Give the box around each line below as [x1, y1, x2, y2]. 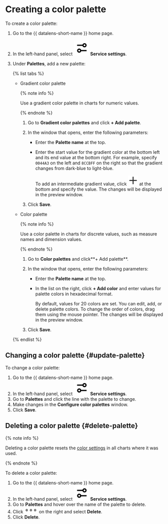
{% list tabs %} [12, 70, 45, 77]
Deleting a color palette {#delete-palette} [5, 422, 138, 430]
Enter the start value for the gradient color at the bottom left [35, 149, 160, 155]
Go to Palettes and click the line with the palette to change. [12, 396, 137, 402]
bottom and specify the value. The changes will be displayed [35, 186, 162, 192]
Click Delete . [12, 514, 40, 520]
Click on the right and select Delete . [12, 508, 103, 514]
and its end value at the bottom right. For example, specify [35, 154, 157, 160]
